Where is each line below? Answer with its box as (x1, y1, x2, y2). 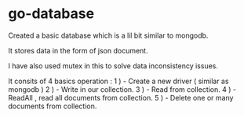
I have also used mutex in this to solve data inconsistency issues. (8, 60, 218, 71)
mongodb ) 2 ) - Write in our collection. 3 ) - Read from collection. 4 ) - (8, 84, 237, 94)
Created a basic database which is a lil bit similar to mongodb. (8, 31, 209, 40)
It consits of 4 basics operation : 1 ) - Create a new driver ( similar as (8, 76, 229, 86)
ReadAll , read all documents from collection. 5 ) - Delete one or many (8, 93, 234, 102)
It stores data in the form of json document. (8, 46, 148, 55)
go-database (8, 5, 95, 23)
